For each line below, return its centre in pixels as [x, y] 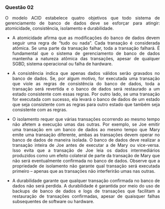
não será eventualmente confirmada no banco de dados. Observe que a [86, 161]
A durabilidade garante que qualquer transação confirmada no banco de [86, 181]
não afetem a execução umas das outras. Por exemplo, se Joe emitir [86, 124]
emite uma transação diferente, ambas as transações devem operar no [86, 135]
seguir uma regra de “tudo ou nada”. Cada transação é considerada [86, 43]
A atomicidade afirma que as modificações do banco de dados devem [86, 38]
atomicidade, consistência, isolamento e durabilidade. [59, 28]
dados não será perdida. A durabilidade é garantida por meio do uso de [86, 186]
